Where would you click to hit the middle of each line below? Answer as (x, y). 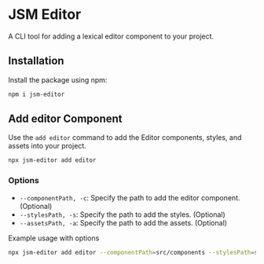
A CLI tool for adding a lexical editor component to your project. (111, 36)
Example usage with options (54, 238)
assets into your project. (47, 146)
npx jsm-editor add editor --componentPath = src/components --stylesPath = (132, 252)
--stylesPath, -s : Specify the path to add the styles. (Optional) (122, 214)
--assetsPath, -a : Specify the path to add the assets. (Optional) (123, 222)
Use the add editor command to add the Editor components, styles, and (125, 137)
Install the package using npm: (58, 79)
